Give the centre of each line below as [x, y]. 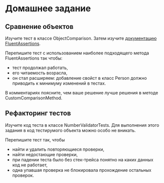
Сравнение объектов [39, 27]
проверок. [23, 175]
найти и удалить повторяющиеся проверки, [58, 149]
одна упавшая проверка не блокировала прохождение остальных [82, 170]
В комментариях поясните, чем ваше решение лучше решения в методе [82, 93]
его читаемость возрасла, [40, 73]
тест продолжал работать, [40, 68]
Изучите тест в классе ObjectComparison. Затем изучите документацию [81, 38]
